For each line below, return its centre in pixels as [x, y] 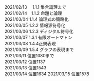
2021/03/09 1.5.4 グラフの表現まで [39, 49]
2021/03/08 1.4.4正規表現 [30, 43]
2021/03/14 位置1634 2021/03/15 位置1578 [47, 74]
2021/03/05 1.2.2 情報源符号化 [35, 25]
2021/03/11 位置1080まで [29, 56]
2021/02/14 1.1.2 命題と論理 [33, 13]
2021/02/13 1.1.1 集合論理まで [36, 7]
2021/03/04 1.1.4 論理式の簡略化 [37, 19]
